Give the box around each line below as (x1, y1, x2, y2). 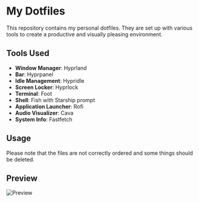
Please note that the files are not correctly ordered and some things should (6, 149, 194, 157)
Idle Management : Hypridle (15, 77, 85, 84)
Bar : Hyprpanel (15, 71, 53, 78)
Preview (6, 173, 38, 183)
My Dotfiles (6, 4, 65, 18)
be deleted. (6, 155, 35, 163)
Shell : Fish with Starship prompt (15, 96, 96, 103)
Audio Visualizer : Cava (15, 109, 74, 116)
